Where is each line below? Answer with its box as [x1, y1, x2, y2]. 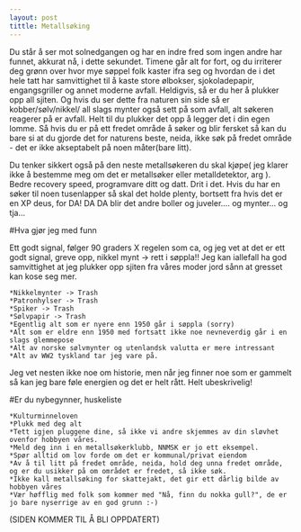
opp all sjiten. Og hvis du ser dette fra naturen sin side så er [9, 94, 231, 104]
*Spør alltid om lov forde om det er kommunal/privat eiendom [9, 451, 247, 460]
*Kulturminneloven [9, 411, 78, 420]
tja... [9, 207, 26, 218]
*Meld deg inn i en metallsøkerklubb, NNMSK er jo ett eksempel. [9, 443, 259, 452]
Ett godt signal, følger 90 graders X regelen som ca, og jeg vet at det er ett [9, 242, 286, 253]
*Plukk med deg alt [9, 419, 83, 428]
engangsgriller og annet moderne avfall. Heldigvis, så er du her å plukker [9, 85, 279, 95]
